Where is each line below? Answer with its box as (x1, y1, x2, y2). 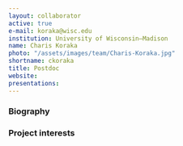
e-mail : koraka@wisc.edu (8, 27, 92, 35)
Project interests (8, 127, 75, 139)
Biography (8, 106, 50, 117)
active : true (8, 19, 53, 27)
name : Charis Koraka (8, 42, 79, 50)
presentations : (8, 79, 60, 87)
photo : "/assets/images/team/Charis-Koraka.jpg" (8, 49, 176, 57)
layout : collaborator (8, 11, 82, 20)
